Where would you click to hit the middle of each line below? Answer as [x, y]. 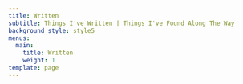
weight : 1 [39, 61]
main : [25, 46]
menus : [19, 38]
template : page [34, 68]
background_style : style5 [51, 30]
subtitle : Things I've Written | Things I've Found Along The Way [121, 23]
